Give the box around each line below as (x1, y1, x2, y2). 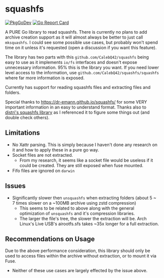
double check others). (5, 114, 50, 120)
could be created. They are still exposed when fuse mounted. (19, 162, 143, 168)
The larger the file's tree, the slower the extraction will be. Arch (19, 215, 147, 221)
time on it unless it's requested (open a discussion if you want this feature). (5, 44, 157, 50)
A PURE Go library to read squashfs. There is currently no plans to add (5, 29, 147, 35)
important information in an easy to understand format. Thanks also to (5, 104, 147, 110)
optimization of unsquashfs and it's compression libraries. (19, 210, 135, 216)
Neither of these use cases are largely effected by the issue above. (12, 268, 148, 274)
